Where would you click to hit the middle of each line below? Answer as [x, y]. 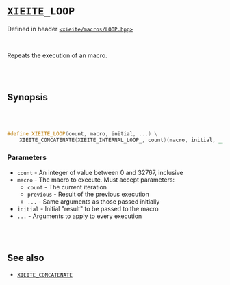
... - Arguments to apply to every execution [79, 216]
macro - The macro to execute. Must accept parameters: [96, 180]
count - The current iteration [67, 187]
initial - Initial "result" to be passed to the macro [88, 208]
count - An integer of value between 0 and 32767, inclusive [100, 172]
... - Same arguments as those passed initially [93, 201]
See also [26, 258]
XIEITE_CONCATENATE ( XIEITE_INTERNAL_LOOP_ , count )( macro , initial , [117, 140]
